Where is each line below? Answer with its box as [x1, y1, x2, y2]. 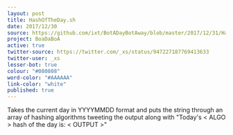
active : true [7, 42, 45, 49]
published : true [7, 87, 54, 94]
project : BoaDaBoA [7, 36, 60, 43]
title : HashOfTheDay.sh [7, 17, 76, 23]
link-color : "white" [7, 81, 67, 87]
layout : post [7, 10, 45, 17]
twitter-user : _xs [7, 55, 60, 62]
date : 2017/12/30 [7, 23, 58, 30]
